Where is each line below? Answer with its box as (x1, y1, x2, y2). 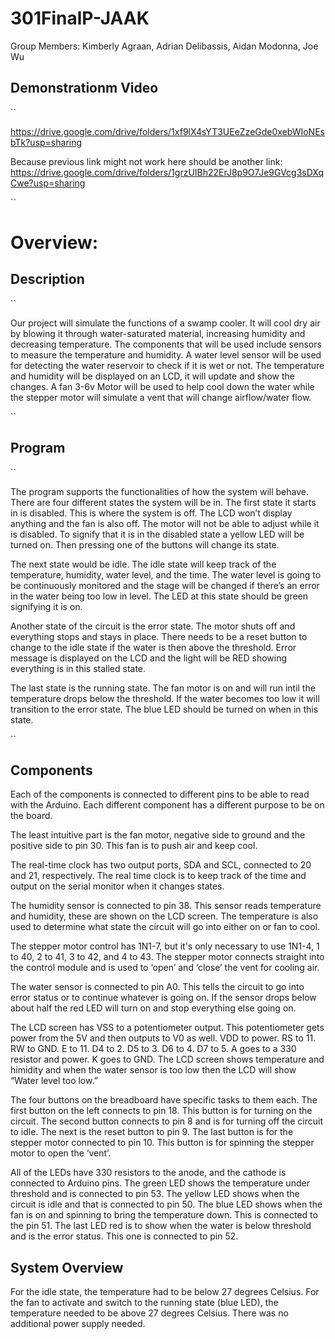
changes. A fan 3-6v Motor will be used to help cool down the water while (10, 380, 315, 392)
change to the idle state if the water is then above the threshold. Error (10, 641, 297, 653)
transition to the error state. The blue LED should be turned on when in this (10, 703, 319, 715)
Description (10, 271, 85, 288)
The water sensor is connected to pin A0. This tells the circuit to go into (10, 981, 305, 993)
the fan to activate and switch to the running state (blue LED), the (10, 1297, 279, 1309)
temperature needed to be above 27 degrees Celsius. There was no (10, 1307, 289, 1319)
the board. (10, 810, 53, 822)
